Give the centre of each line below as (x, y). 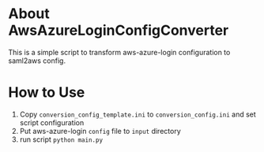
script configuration (52, 122)
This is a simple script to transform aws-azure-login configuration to (119, 52)
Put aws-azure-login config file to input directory (100, 131)
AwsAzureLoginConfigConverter (119, 30)
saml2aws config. (37, 61)
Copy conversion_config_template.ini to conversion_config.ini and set (138, 114)
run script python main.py (61, 139)
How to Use (47, 93)
